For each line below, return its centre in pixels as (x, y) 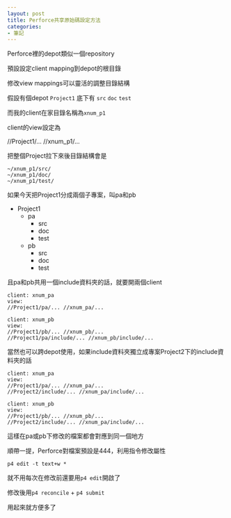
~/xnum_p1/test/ (31, 181)
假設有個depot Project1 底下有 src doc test (69, 98)
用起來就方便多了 (32, 508)
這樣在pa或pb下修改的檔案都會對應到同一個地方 (75, 436)
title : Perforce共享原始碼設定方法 (54, 20)
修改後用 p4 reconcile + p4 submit (56, 493)
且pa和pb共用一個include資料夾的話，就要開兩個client (85, 282)
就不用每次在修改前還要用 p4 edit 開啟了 (64, 478)
